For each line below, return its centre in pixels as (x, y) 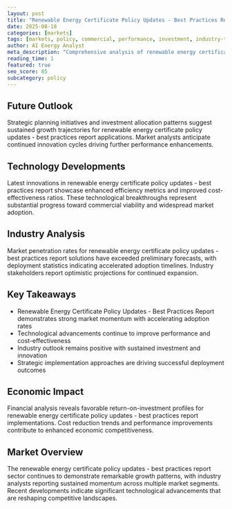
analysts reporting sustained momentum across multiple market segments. (113, 483)
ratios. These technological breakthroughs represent (122, 197)
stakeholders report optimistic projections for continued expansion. (103, 272)
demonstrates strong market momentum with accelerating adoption (113, 318)
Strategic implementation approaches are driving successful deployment (120, 362)
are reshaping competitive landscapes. (62, 498)
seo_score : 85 (28, 71)
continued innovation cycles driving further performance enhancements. (110, 145)
